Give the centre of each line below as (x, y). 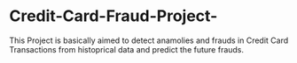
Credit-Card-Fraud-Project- (113, 16)
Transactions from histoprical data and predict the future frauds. (127, 49)
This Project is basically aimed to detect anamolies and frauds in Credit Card (149, 40)
